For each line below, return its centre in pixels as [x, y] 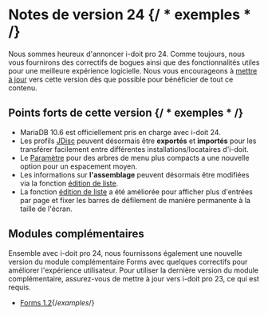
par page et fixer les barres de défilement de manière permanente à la [135, 200]
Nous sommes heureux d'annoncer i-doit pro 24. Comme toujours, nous [127, 54]
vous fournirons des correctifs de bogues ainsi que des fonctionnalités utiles [134, 62]
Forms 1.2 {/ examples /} [57, 302]
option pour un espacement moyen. [79, 166]
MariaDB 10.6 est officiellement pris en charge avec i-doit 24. [120, 132]
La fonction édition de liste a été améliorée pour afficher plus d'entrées [136, 191]
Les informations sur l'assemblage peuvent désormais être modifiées [134, 174]
